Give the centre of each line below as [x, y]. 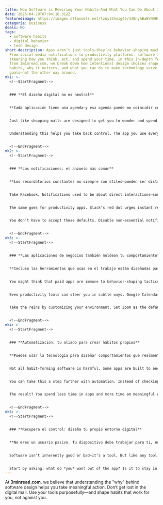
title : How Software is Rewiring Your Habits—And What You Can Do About [80, 9]
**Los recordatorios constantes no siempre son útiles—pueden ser [78, 181]
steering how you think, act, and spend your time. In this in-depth [81, 59]
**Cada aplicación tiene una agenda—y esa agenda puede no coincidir [81, 108]
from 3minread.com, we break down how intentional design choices [78, 63]
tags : [10, 32]
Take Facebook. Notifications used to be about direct [66, 194]
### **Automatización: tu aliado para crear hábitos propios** [74, 342]
